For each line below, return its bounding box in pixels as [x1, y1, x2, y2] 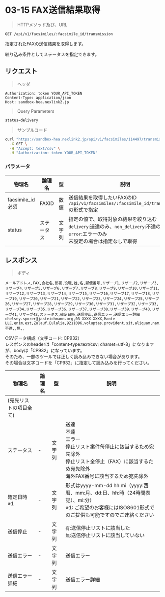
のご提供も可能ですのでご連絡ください [65, 512, 154, 519]
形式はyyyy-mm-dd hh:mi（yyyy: [65, 482, 144, 489]
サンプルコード [17, 127, 48, 133]
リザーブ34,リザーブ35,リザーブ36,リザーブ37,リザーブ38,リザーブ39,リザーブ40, [5, 307, 152, 312]
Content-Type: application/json [5, 95, 71, 100]
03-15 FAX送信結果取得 [5, 4, 101, 16]
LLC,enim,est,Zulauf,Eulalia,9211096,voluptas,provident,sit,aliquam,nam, [5, 321, 162, 326]
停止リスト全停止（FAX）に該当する [65, 458, 149, 465]
